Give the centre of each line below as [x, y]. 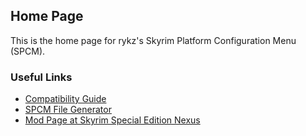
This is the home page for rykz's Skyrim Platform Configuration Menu [153, 40]
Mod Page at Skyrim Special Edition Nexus [112, 120]
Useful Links [41, 77]
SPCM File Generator [68, 110]
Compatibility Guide [65, 99]
